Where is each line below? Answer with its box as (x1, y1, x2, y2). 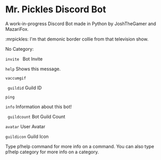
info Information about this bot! (5, 104, 72, 110)
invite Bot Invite (5, 55, 43, 62)
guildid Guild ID (7, 85, 42, 91)
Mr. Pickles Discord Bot (5, 4, 106, 15)
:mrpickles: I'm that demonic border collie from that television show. (5, 36, 149, 42)
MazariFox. (5, 26, 29, 32)
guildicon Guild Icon (5, 133, 49, 139)
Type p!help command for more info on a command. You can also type (5, 143, 154, 149)
